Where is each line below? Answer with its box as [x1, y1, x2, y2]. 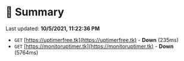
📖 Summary [5, 5, 64, 19]
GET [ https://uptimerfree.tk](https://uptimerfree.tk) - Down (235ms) [14, 36, 179, 43]
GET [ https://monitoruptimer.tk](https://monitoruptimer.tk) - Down [14, 43, 174, 50]
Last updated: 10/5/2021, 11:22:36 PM [5, 25, 100, 32]
